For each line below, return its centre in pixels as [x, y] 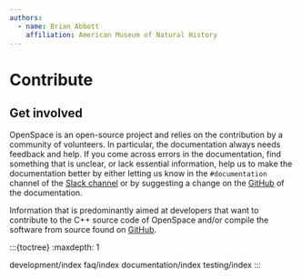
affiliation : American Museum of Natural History [122, 35]
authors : [26, 18]
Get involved [46, 113]
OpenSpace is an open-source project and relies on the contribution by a [146, 135]
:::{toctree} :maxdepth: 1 [55, 247]
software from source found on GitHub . [83, 230]
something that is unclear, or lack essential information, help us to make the [151, 164]
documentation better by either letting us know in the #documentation [138, 174]
